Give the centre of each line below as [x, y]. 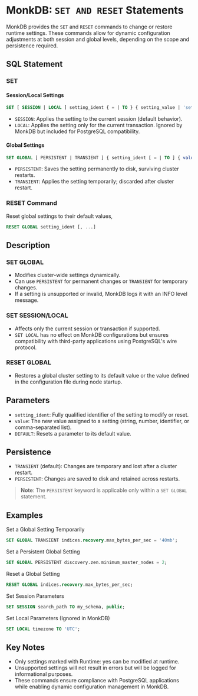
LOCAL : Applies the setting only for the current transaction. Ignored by [98, 125]
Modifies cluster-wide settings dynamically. [67, 275]
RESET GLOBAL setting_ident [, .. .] [51, 227]
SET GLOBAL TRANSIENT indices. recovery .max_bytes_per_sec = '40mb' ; [92, 540]
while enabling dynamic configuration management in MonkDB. [92, 687]
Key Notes [26, 648]
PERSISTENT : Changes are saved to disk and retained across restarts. [97, 479]
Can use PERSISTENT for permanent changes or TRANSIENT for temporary [101, 281]
